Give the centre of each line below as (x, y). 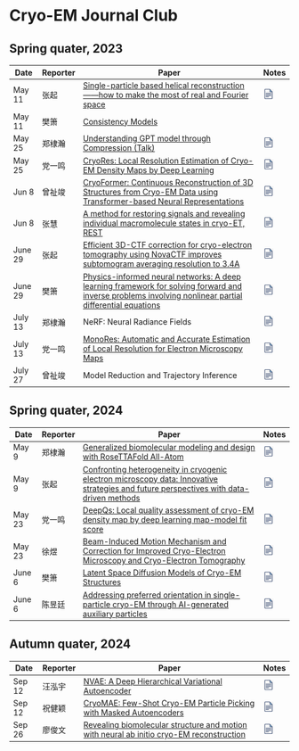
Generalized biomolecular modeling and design (169, 448)
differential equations (122, 305)
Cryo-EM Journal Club (93, 16)
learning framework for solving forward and (163, 285)
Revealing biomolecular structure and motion (165, 725)
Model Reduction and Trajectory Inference (160, 375)
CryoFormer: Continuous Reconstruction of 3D (168, 182)
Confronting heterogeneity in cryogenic (155, 469)
